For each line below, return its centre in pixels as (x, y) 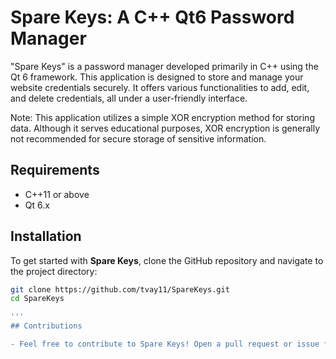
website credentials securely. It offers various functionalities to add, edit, (160, 87)
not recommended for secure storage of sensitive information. (138, 138)
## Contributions (46, 326)
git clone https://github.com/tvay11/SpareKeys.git (120, 289)
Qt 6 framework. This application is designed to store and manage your (157, 77)
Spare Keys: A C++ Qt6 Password (152, 17)
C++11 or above (57, 194)
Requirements (55, 170)
